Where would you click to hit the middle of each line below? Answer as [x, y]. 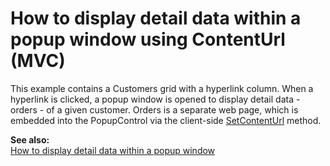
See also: [30, 139]
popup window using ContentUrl [148, 39]
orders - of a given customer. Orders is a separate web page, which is [154, 109]
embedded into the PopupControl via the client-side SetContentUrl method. [166, 120]
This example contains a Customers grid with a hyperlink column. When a [162, 88]
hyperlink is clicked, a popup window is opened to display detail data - [155, 99]
